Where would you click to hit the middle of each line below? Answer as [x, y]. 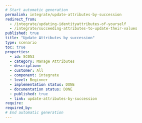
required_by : [19, 108]
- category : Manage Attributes [42, 61]
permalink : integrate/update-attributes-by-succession [63, 15]
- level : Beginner [29, 80]
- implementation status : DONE [42, 84]
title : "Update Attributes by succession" [50, 38]
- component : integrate [34, 75]
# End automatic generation [34, 113]
